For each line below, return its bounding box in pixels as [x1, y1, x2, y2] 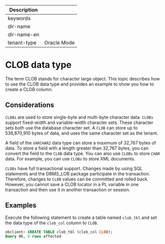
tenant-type [7, 39, 36, 46]
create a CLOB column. [5, 86, 53, 92]
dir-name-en [7, 31, 40, 38]
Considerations [5, 101, 54, 109]
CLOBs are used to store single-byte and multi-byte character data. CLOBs [5, 114, 153, 120]
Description [9, 6, 38, 13]
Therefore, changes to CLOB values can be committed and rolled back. [5, 176, 149, 182]
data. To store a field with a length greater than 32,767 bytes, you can [5, 145, 149, 151]
